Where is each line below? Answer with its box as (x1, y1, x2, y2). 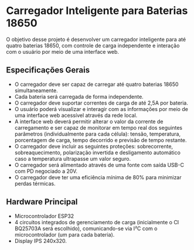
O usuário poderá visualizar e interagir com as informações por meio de (14, 105, 189, 112)
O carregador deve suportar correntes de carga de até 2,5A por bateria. (14, 99, 189, 106)
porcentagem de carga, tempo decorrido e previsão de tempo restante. (14, 136, 187, 144)
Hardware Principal (6, 197, 78, 207)
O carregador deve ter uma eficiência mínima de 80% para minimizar (14, 173, 182, 180)
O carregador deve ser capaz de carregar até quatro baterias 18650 (14, 81, 179, 88)
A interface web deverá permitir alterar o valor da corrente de (14, 118, 164, 125)
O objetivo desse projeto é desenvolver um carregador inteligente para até (6, 36, 186, 43)
